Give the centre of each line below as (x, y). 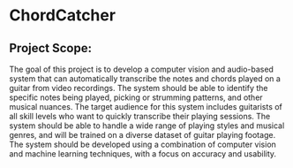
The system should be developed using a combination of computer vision (143, 144)
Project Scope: (51, 48)
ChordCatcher (63, 15)
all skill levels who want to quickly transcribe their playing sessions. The (140, 116)
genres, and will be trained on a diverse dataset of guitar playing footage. (143, 135)
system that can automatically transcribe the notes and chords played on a (145, 79)
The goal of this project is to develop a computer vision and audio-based (141, 69)
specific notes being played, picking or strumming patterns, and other (136, 97)
